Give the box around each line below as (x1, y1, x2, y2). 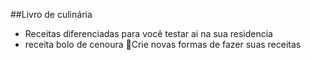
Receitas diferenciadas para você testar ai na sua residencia (24, 28, 273, 39)
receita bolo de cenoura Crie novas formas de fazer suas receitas (24, 39, 302, 50)
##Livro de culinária (10, 9, 93, 20)
